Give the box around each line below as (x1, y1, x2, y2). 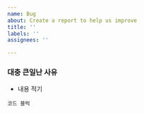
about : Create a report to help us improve (7, 17, 138, 24)
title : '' (7, 23, 37, 30)
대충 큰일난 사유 (7, 68, 58, 78)
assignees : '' (7, 37, 49, 44)
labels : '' (7, 30, 40, 37)
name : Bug (7, 10, 37, 18)
